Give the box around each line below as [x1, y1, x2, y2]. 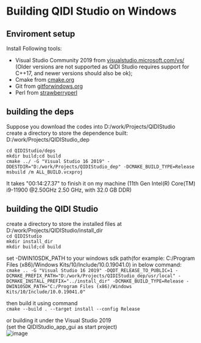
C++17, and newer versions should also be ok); [15, 70, 133, 77]
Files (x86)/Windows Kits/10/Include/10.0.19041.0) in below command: [6, 261, 182, 268]
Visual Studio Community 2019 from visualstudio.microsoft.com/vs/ [15, 57, 185, 63]
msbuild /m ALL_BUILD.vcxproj [6, 169, 83, 175]
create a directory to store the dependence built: [6, 129, 129, 137]
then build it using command [6, 299, 78, 306]
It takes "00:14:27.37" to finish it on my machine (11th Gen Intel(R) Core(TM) [6, 179, 196, 187]
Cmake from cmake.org [15, 76, 75, 83]
